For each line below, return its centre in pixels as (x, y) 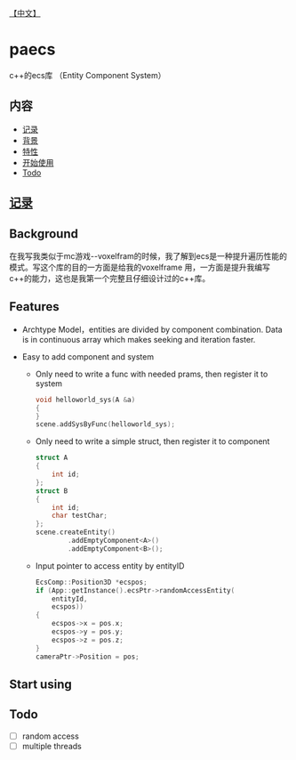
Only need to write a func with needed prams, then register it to (152, 374)
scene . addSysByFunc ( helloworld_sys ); (105, 424)
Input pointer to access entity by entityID (110, 566)
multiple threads (52, 746)
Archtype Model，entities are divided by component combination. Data (152, 329)
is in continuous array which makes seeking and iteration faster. (139, 339)
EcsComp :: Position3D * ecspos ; (92, 582)
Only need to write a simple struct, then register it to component (152, 441)
